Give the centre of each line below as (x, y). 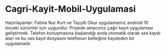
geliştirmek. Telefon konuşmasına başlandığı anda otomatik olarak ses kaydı (83, 33)
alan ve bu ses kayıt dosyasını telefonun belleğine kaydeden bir (70, 38)
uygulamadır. (18, 43)
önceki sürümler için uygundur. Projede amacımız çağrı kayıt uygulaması (79, 27)
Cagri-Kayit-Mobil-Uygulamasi (71, 9)
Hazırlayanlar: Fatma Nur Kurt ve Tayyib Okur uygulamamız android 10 (77, 23)
